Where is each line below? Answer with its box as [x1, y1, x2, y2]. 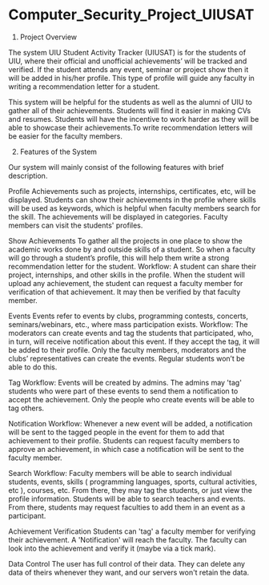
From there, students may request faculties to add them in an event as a [8, 502, 246, 512]
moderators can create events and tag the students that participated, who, [8, 328, 254, 337]
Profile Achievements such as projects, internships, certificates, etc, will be [8, 186, 256, 196]
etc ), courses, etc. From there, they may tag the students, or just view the [8, 485, 252, 494]
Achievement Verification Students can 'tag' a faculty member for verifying [8, 526, 256, 536]
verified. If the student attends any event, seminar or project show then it [8, 64, 249, 74]
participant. [8, 510, 46, 520]
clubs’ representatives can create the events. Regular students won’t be [8, 353, 246, 363]
